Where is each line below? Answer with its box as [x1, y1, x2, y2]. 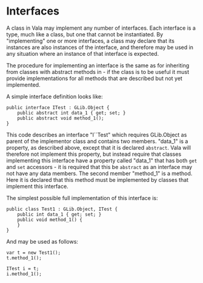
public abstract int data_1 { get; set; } [17, 110, 126, 116]
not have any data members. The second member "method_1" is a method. [6, 170, 193, 177]
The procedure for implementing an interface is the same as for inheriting [6, 62, 190, 69]
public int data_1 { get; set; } [17, 211, 102, 218]
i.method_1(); [6, 271, 42, 277]
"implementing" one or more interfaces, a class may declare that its [6, 37, 175, 44]
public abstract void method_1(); [17, 115, 104, 121]
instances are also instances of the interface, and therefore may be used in [6, 44, 194, 51]
